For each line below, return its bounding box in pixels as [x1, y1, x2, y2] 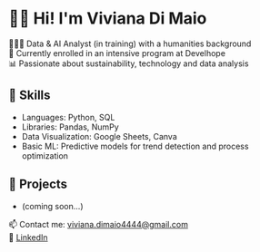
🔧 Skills [8, 88, 51, 103]
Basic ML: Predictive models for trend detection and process [21, 141, 249, 151]
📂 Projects [8, 177, 68, 192]
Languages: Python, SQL [21, 111, 115, 122]
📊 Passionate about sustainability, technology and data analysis [8, 58, 249, 69]
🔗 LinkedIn [8, 231, 48, 243]
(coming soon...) [21, 200, 84, 211]
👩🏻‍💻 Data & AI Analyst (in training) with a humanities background [8, 38, 252, 49]
